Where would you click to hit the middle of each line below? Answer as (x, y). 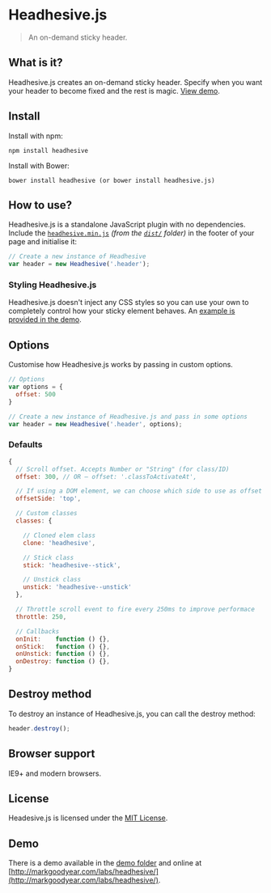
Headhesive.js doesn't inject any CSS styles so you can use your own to (129, 303)
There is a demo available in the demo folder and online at (105, 863)
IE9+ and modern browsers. (55, 773)
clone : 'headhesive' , (59, 543)
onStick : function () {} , (63, 646)
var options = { (36, 387)
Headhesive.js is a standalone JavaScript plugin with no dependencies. (127, 225)
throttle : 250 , (41, 616)
